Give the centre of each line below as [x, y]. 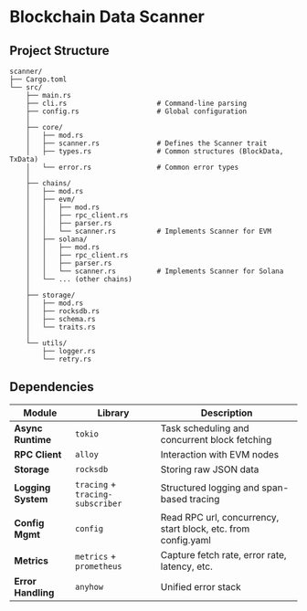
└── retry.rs [67, 359]
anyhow [89, 587]
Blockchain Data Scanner [107, 17]
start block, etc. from [205, 529]
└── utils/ [47, 343]
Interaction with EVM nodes [220, 454]
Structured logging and [210, 488]
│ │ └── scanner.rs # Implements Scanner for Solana [155, 271]
